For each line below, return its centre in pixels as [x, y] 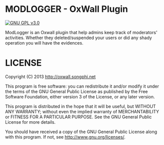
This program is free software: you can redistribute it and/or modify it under [82, 86]
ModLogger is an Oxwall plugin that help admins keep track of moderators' [81, 32]
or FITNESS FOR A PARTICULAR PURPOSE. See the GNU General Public [79, 117]
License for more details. [30, 122]
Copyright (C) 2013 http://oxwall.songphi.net [50, 76]
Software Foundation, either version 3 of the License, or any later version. [80, 97]
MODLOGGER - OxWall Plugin [67, 9]
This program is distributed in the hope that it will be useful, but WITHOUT [81, 106]
